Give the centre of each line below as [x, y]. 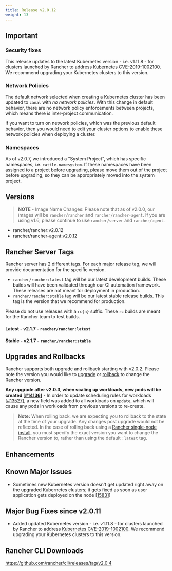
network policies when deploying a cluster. [51, 134]
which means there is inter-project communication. [59, 113]
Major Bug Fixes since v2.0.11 [53, 511]
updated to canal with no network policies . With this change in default [79, 102]
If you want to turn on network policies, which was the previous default [80, 123]
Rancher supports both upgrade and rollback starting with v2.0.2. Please [82, 369]
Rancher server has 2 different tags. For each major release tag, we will [81, 264]
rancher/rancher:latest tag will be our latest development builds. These [89, 280]
